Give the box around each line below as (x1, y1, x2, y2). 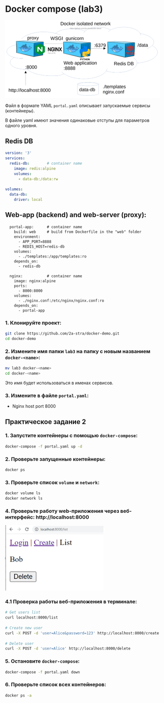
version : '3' (5, 151, 32, 156)
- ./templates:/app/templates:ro (18, 254, 87, 259)
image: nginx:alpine (14, 279, 56, 283)
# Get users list (5, 610, 41, 615)
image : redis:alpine (14, 166, 56, 171)
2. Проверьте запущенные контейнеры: (5, 455, 106, 462)
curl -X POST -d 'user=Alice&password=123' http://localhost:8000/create (5, 630, 160, 636)
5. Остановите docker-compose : (5, 658, 80, 665)
